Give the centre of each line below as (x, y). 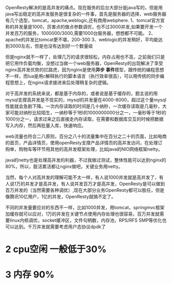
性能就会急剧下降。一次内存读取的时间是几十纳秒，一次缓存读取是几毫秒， (84, 106)
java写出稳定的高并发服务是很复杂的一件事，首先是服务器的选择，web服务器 (86, 14)
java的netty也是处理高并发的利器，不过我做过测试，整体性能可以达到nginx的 (86, 160)
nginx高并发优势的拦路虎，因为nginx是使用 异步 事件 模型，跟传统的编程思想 (85, 70)
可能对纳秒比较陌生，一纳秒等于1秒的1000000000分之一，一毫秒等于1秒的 (88, 113)
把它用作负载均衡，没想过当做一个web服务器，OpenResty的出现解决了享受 (84, 63)
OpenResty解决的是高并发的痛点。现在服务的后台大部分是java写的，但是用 (84, 7)
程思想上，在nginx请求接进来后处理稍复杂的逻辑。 (58, 83)
